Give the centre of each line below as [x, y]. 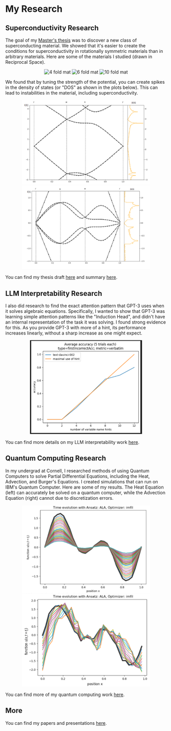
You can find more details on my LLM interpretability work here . [72, 442]
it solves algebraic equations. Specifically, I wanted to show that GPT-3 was [85, 311]
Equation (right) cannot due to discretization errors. [59, 498]
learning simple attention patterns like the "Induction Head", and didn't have [85, 317]
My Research [34, 9]
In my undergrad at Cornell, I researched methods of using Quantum [77, 471]
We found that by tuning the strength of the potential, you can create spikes [85, 82]
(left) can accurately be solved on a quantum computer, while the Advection [85, 492]
